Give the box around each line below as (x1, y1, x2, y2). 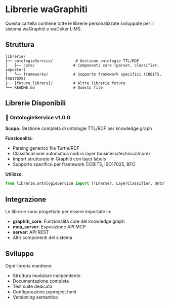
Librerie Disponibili (5, 99, 66, 108)
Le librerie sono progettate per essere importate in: (5, 209, 112, 215)
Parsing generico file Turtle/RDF (12, 145, 80, 151)
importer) (5, 67, 26, 72)
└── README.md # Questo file (5, 85, 103, 90)
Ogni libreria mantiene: (5, 262, 53, 268)
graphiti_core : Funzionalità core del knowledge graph (12, 218, 125, 224)
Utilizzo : (5, 171, 23, 177)
